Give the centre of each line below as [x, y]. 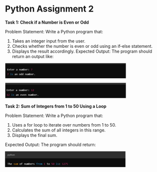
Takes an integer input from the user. [49, 41]
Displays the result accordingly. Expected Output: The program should [82, 51]
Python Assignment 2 [50, 9]
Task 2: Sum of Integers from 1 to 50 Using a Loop [56, 106]
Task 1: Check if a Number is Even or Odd [47, 22]
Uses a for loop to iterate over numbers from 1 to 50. [64, 125]
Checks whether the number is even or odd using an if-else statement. [82, 46]
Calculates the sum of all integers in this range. [59, 130]
